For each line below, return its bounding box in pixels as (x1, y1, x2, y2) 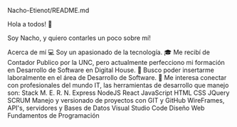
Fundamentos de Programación (7, 111, 100, 120)
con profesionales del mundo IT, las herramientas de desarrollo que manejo (7, 81, 229, 89)
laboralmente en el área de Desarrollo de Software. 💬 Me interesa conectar (7, 73, 227, 81)
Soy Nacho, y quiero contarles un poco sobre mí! (7, 34, 152, 42)
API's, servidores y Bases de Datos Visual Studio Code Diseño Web (7, 103, 205, 112)
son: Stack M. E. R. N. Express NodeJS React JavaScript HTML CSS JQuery (7, 88, 230, 97)
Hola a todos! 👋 (7, 20, 53, 28)
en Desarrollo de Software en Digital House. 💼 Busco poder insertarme (7, 66, 215, 74)
